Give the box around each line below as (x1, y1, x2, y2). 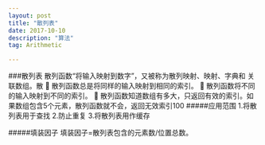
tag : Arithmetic (8, 41, 62, 49)
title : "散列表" (8, 19, 59, 27)
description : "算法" (8, 33, 74, 42)
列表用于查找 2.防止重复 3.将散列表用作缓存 (8, 111, 150, 120)
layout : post (8, 11, 52, 20)
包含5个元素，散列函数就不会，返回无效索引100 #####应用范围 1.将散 (29, 101, 257, 111)
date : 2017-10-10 (8, 26, 66, 34)
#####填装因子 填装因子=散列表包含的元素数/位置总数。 (8, 128, 193, 138)
